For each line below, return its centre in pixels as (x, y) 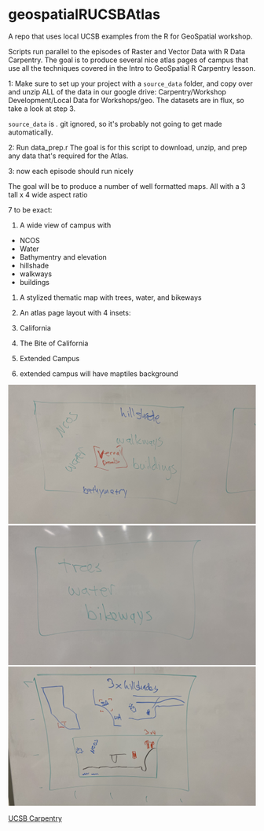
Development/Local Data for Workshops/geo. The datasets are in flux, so (126, 100)
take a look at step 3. (42, 109)
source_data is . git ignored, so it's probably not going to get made (115, 124)
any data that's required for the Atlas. (68, 156)
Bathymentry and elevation (63, 257)
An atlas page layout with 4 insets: (75, 312)
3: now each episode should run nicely (71, 171)
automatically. (31, 132)
